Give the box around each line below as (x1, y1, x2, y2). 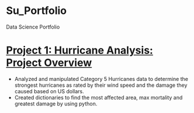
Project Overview (6, 57, 92, 69)
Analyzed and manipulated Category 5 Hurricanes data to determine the (14, 75, 189, 82)
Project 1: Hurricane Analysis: (6, 44, 154, 57)
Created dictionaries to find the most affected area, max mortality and (14, 94, 183, 101)
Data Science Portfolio (6, 23, 60, 30)
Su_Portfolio (6, 4, 67, 17)
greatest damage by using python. (14, 100, 98, 107)
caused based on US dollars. (14, 87, 85, 94)
